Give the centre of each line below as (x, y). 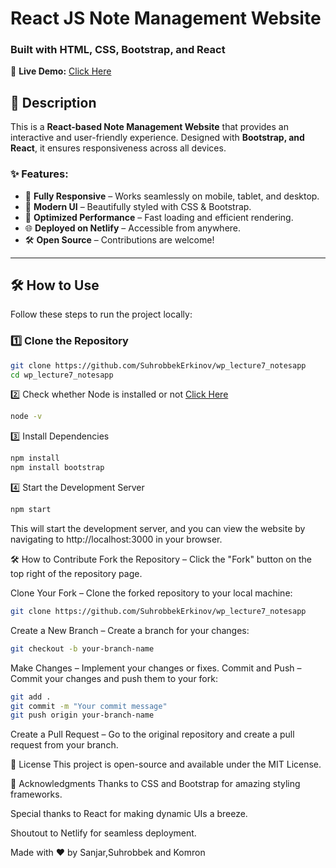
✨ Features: (39, 174)
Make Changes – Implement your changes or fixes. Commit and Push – (156, 668)
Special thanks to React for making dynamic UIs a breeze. (129, 814)
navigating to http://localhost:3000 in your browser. (116, 539)
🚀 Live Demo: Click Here (61, 71)
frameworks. (36, 794)
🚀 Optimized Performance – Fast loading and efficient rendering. (159, 217)
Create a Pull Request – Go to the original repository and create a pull (152, 734)
